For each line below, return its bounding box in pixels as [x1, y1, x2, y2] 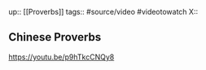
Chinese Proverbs [8, 30, 102, 44]
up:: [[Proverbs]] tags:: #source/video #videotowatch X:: [8, 7, 198, 16]
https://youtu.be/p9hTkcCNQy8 [8, 52, 115, 62]
